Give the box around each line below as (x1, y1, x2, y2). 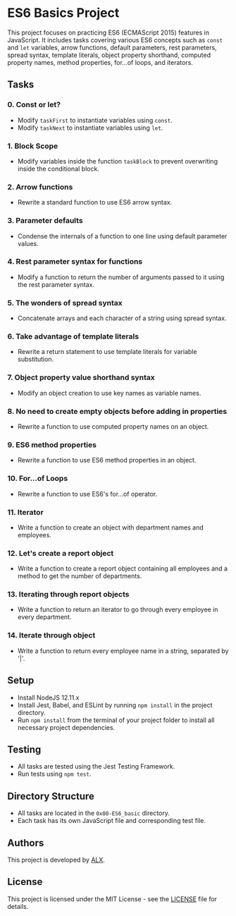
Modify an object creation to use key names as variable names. (17, 389, 201, 397)
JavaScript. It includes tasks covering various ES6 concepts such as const (7, 35, 223, 44)
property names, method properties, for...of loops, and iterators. (7, 58, 194, 66)
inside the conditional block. (17, 164, 100, 173)
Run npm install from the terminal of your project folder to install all (17, 716, 215, 724)
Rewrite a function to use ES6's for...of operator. (17, 489, 158, 498)
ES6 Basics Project (7, 5, 120, 21)
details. (7, 902, 29, 910)
